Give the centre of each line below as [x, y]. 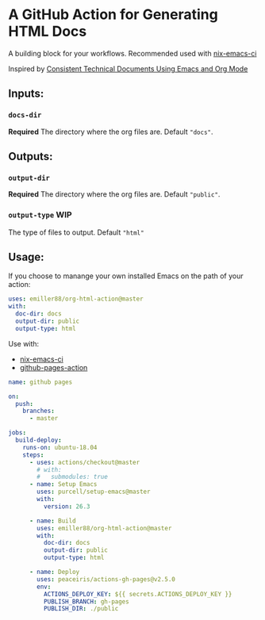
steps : [33, 455]
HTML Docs [48, 31]
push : [25, 404]
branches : [39, 411]
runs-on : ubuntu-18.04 [60, 447]
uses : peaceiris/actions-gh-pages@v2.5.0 [106, 579]
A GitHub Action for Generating [113, 15]
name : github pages [40, 382]
